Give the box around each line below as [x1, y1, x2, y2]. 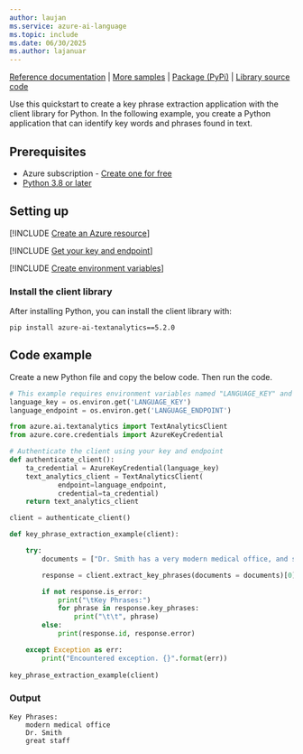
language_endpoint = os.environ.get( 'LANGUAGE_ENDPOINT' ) [9, 405, 232, 415]
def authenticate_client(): [9, 455, 115, 465]
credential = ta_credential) [57, 489, 160, 498]
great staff [25, 736, 70, 745]
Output [9, 692, 41, 704]
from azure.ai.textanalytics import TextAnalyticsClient [9, 422, 228, 432]
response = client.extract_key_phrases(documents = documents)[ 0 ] [41, 571, 297, 580]
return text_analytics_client [25, 498, 140, 507]
